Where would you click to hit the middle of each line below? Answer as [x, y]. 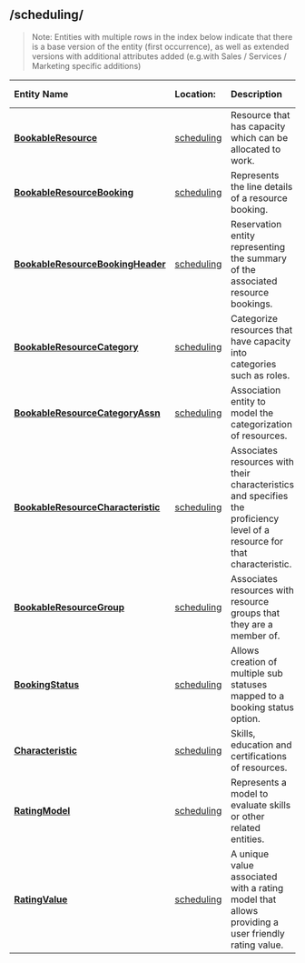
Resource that [261, 115]
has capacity [258, 126]
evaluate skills [261, 805]
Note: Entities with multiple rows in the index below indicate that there [162, 36]
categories [254, 364]
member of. [256, 636]
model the [252, 413]
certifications [259, 756]
